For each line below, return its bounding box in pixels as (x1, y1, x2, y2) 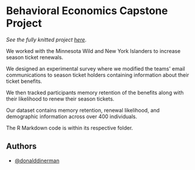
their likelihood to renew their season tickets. (6, 95, 115, 102)
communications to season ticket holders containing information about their (6, 71, 189, 78)
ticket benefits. (6, 78, 42, 85)
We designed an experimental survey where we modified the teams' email (6, 65, 185, 72)
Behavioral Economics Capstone (6, 4, 169, 18)
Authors (6, 141, 37, 151)
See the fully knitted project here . (6, 36, 87, 43)
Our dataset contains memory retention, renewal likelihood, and (6, 106, 160, 114)
